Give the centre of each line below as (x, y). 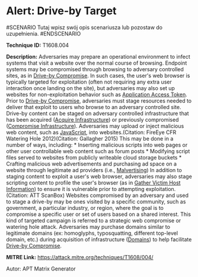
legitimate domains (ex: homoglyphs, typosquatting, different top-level (92, 233)
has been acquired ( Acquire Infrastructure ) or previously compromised (92, 119)
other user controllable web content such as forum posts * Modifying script (98, 151)
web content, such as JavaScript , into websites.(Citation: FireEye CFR (91, 132)
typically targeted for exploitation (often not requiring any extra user (89, 82)
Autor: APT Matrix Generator (41, 269)
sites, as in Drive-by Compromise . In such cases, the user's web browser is (98, 75)
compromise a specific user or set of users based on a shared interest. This (99, 214)
